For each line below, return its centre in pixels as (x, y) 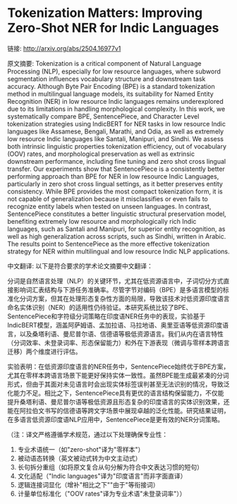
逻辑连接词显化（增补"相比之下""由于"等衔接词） (88, 484)
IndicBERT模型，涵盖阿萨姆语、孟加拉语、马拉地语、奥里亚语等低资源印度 (115, 325)
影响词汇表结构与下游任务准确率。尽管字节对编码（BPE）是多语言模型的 (118, 289)
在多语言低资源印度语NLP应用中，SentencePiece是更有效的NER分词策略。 (116, 419)
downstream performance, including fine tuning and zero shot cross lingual (117, 161)
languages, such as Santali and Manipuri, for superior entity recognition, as (116, 229)
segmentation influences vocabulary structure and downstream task (107, 78)
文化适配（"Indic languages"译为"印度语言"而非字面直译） (102, 476)
